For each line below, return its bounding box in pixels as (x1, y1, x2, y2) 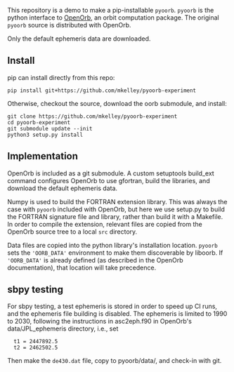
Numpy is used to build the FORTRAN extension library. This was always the (7, 197, 228, 206)
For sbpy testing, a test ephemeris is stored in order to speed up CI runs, (7, 302, 218, 311)
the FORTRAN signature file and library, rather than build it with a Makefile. (7, 212, 223, 220)
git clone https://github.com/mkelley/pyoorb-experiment (7, 112, 178, 120)
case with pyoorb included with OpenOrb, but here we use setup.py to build (7, 205, 225, 213)
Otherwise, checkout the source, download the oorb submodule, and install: (7, 99, 227, 107)
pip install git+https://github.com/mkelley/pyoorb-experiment (7, 87, 197, 94)
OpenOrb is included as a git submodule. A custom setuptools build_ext (7, 168, 214, 178)
